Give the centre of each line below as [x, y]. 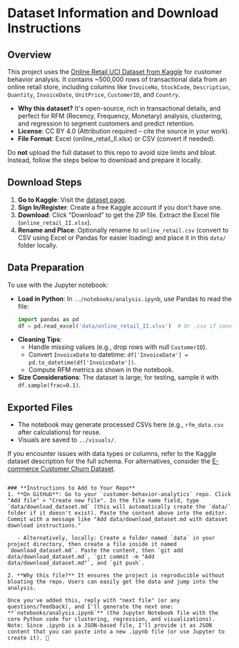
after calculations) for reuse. [59, 432]
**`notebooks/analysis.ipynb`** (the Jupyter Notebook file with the [113, 613]
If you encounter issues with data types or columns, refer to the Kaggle [112, 454]
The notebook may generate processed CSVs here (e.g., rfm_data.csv [121, 425]
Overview [30, 55]
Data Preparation [46, 268]
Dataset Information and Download [113, 13]
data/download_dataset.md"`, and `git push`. [76, 563]
